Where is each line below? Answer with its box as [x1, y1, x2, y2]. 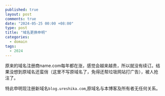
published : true [5, 7, 38, 12]
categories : [5, 35, 30, 40]
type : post [5, 26, 28, 31]
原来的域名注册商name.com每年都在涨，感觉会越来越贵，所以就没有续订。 [5, 63, 156, 68]
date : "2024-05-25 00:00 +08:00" [5, 21, 74, 26]
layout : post [5, 12, 32, 17]
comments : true [5, 16, 36, 21]
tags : [5, 44, 16, 49]
